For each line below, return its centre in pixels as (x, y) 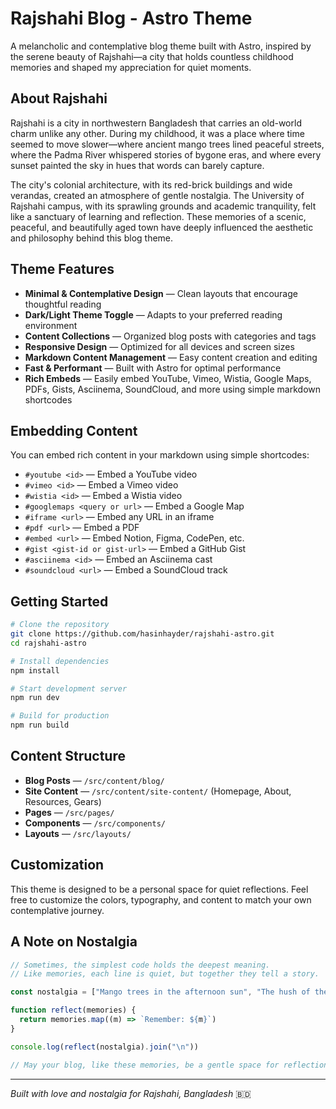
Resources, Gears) (63, 801)
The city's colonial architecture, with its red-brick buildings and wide (151, 184)
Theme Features (62, 269)
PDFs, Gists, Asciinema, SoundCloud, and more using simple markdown (173, 389)
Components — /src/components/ (95, 823)
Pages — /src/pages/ (69, 812)
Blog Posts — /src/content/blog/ (94, 780)
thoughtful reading (63, 304)
